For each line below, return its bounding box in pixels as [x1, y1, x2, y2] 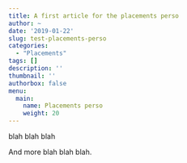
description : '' [8, 65, 63, 73]
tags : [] [8, 57, 38, 65]
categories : [8, 42, 49, 50]
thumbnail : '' [8, 72, 57, 80]
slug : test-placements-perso [8, 34, 107, 43]
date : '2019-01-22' [8, 27, 74, 35]
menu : [8, 86, 27, 95]
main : [15, 94, 35, 102]
